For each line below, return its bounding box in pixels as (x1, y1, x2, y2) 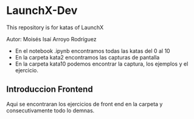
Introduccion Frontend (6, 84, 93, 95)
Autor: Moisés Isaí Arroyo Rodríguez (6, 35, 97, 42)
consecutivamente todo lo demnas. (6, 107, 95, 114)
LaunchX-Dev (6, 4, 78, 18)
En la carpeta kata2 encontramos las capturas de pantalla (15, 53, 160, 61)
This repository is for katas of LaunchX (6, 24, 104, 31)
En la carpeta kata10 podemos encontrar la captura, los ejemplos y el (15, 60, 189, 67)
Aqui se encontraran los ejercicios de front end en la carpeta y (6, 100, 163, 107)
